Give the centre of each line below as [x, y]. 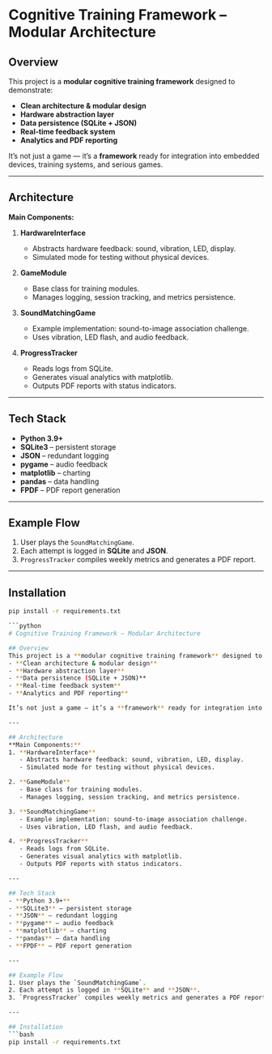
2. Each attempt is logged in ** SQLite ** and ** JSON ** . [104, 990]
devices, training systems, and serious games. [86, 164]
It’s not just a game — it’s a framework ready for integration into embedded [134, 156]
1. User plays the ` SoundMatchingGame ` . [78, 983]
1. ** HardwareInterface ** [52, 752]
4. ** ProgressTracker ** [49, 841]
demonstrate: [31, 90]
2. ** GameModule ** [39, 782]
